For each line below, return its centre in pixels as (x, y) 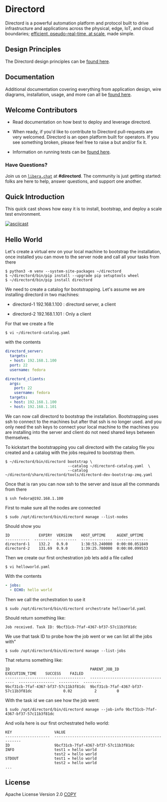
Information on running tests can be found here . (62, 152)
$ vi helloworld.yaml (28, 567)
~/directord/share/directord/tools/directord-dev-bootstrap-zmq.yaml (79, 475)
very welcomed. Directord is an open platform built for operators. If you (85, 137)
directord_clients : (25, 379)
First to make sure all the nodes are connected (53, 507)
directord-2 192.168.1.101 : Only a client (52, 314)
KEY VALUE (35, 732)
